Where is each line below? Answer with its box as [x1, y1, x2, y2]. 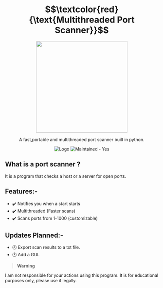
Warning [17, 263, 35, 269]
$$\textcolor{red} [45, 4, 119, 15]
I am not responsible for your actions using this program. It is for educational [5, 272, 159, 278]
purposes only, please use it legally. [5, 278, 77, 284]
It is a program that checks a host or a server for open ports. [5, 173, 127, 179]
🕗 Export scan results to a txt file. [12, 245, 80, 250]
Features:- [5, 187, 38, 196]
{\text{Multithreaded [29, 14, 115, 25]
